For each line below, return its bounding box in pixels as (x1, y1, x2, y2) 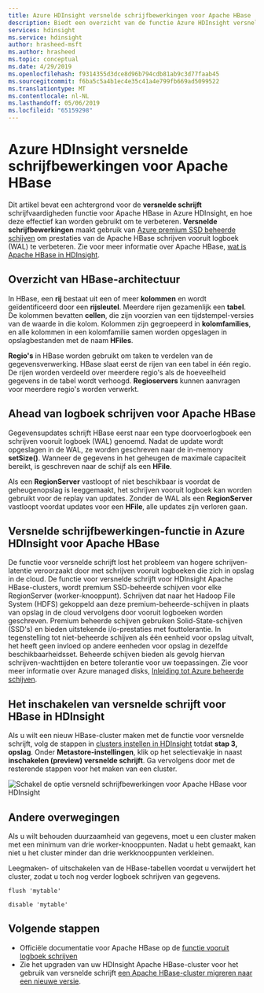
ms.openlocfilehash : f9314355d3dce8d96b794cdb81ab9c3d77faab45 (8, 70, 220, 78)
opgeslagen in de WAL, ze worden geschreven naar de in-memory (8, 445, 224, 454)
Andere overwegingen (8, 810, 120, 824)
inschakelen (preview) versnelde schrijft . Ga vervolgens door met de (8, 756, 236, 766)
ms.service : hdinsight (8, 33, 82, 42)
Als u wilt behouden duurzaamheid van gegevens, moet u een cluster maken (8, 832, 257, 840)
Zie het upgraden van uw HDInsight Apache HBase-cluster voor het (19, 959, 239, 969)
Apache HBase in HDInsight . (8, 249, 100, 260)
